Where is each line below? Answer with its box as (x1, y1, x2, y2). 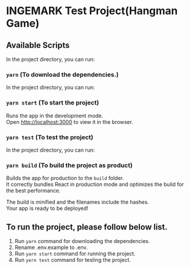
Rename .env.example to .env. (14, 244, 88, 251)
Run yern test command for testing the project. (14, 257, 131, 263)
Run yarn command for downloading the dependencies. (14, 238, 150, 244)
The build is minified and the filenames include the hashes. (6, 199, 149, 206)
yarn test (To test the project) (6, 133, 93, 141)
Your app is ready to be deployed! (6, 205, 89, 212)
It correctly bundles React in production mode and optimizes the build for (6, 181, 184, 188)
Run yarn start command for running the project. (14, 250, 136, 257)
